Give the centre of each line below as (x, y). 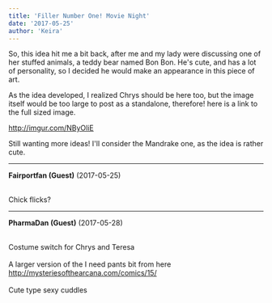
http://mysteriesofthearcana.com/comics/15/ (83, 273)
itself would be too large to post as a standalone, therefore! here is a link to (133, 104)
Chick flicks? (30, 200)
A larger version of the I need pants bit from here (90, 264)
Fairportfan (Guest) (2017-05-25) (65, 175)
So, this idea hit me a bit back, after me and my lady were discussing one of (135, 54)
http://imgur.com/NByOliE (51, 128)
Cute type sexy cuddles (48, 290)
